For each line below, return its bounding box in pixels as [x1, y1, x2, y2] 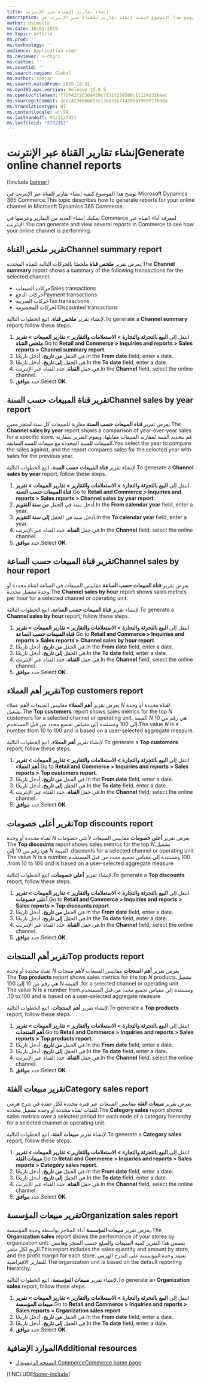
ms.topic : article [7, 31, 53, 37]
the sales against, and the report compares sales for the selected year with [7, 445, 191, 453]
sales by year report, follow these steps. [7, 470, 107, 477]
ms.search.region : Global [7, 70, 71, 76]
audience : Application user [7, 48, 77, 54]
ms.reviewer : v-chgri [7, 53, 61, 59]
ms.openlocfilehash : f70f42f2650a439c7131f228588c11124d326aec [7, 92, 168, 98]
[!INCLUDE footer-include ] [7, 1370, 71, 1378]
